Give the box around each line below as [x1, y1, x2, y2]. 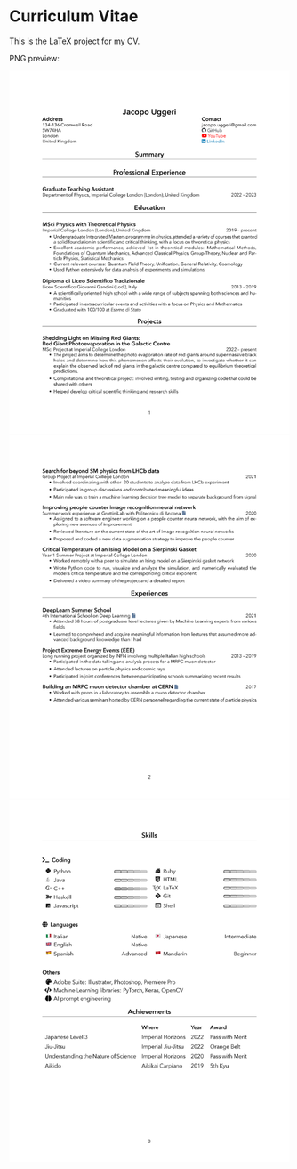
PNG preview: [9, 53, 60, 63]
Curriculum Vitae [9, 6, 139, 27]
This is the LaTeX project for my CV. [9, 36, 140, 46]
